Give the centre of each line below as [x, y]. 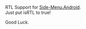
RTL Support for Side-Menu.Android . [43, 7]
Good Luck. [17, 22]
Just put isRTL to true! [28, 12]
